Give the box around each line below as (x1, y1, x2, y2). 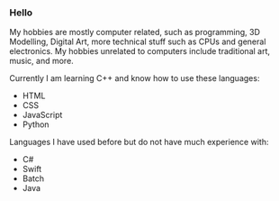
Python (22, 119, 49, 130)
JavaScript (22, 110, 63, 121)
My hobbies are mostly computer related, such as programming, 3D (9, 27, 261, 38)
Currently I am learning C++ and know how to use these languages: (9, 73, 260, 84)
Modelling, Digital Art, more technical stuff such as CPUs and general (9, 36, 266, 47)
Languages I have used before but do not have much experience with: (9, 137, 269, 148)
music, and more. (9, 56, 74, 67)
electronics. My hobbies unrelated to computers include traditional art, (9, 46, 271, 57)
